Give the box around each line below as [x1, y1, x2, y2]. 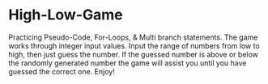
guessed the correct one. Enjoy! [8, 66, 115, 76]
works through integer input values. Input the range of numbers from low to [8, 40, 261, 50]
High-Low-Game [8, 6, 123, 24]
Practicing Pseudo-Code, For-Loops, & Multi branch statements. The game [8, 32, 258, 42]
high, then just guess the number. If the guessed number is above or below [8, 49, 259, 59]
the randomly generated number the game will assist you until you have [8, 58, 247, 68]
